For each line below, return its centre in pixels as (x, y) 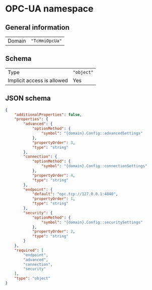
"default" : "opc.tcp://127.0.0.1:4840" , (75, 194)
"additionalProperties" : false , (48, 115)
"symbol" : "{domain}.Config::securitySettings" (92, 222)
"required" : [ (29, 250)
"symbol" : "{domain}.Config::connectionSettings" (94, 166)
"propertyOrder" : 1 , (54, 199)
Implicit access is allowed (38, 80)
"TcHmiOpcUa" (46, 41)
